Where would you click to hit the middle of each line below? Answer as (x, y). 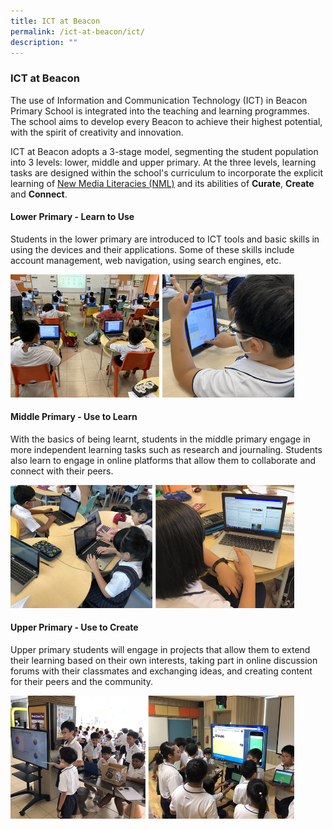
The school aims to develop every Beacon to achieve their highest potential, (166, 121)
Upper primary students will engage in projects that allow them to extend (160, 650)
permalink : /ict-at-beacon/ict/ (77, 31)
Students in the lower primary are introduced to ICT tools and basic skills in (165, 239)
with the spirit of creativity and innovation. (97, 132)
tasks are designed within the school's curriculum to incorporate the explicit (167, 172)
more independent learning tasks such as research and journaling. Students (166, 449)
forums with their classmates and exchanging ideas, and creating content (161, 671)
